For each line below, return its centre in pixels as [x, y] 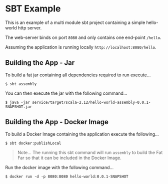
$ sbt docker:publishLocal [33, 143]
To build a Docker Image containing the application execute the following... [82, 134]
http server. [30, 27]
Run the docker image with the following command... [59, 167]
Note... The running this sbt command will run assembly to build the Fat [90, 152]
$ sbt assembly [21, 84]
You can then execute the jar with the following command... [66, 93]
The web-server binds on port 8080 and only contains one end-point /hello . [83, 37]
